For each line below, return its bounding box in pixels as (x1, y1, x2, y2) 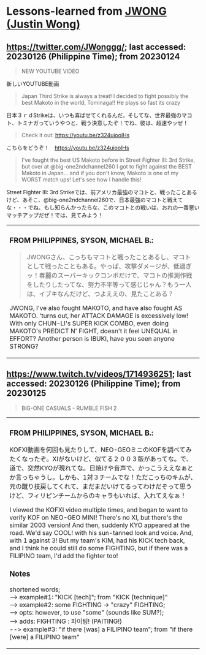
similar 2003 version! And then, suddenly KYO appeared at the (9, 521, 190, 529)
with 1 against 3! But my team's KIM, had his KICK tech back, (9, 536, 185, 545)
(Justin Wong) (6, 17, 81, 31)
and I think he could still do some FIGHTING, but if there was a (9, 543, 188, 552)
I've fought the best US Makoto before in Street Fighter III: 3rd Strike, (21, 156, 196, 164)
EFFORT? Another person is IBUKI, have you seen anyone (9, 334, 175, 343)
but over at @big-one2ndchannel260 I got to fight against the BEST (21, 163, 192, 170)
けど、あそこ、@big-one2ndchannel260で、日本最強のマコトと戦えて (6, 196, 183, 203)
